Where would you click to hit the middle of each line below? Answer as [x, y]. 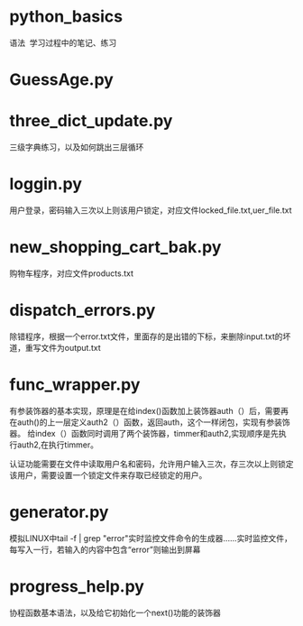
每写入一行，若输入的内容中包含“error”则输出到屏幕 [105, 549]
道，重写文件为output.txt [55, 347]
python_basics [66, 17]
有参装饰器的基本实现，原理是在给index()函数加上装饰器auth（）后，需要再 [149, 410]
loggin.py [46, 184]
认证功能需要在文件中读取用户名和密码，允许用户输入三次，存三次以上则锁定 [151, 464]
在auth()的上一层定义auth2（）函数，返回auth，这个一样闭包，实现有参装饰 [150, 422]
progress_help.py [77, 586]
